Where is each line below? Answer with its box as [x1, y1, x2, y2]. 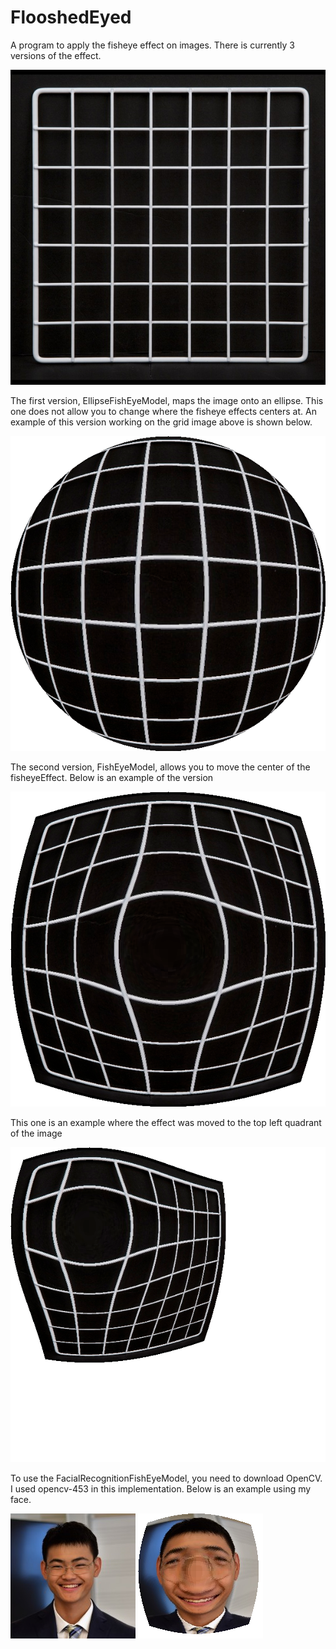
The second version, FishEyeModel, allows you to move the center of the [10, 761, 311, 773]
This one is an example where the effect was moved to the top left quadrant [10, 1116, 322, 1128]
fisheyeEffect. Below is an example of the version [10, 771, 214, 783]
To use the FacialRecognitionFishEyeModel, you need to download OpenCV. [10, 1472, 323, 1484]
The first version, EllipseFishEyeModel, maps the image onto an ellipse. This [10, 394, 324, 406]
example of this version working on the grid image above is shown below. [10, 416, 313, 428]
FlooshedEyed [10, 6, 132, 29]
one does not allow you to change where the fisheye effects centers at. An [10, 405, 317, 417]
